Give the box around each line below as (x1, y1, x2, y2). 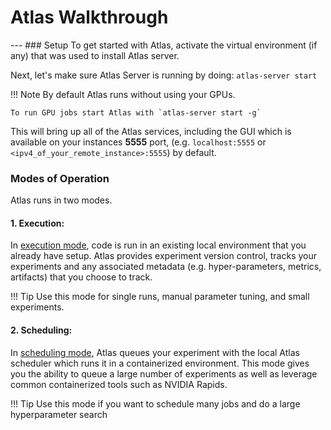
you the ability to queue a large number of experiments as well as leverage (10, 367, 318, 380)
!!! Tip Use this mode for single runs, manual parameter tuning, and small (10, 291, 310, 303)
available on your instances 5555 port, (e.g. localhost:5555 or (10, 136, 267, 148)
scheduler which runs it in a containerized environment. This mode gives (10, 357, 310, 369)
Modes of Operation (10, 171, 110, 185)
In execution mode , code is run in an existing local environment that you (10, 239, 307, 251)
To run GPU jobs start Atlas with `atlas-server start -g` (10, 107, 262, 118)
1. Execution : (10, 217, 65, 229)
